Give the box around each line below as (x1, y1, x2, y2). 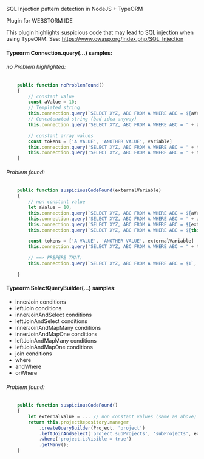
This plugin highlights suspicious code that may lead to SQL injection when (6, 29, 194, 36)
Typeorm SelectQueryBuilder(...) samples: (6, 285, 117, 292)
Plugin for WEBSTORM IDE (6, 17, 73, 24)
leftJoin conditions (15, 304, 62, 311)
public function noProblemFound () (17, 82, 104, 88)
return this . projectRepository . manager (28, 419, 129, 425)
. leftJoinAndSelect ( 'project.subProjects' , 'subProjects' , (38, 430, 191, 436)
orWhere (15, 369, 38, 377)
